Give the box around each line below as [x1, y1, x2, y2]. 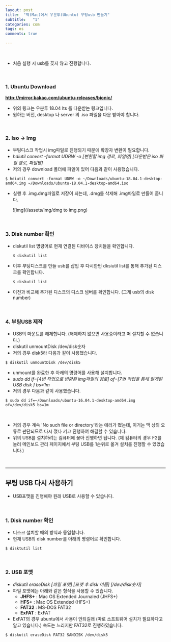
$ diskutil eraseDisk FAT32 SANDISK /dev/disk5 [5, 632, 108, 637]
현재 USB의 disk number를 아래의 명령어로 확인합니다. [12, 536, 121, 542]
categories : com [5, 21, 40, 27]
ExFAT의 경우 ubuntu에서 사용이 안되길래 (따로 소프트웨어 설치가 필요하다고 [12, 615, 163, 622]
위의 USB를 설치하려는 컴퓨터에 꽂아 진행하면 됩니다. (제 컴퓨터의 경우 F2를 [12, 435, 162, 441]
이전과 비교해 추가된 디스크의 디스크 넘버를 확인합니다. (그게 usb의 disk [12, 289, 154, 295]
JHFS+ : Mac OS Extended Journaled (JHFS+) [20, 593, 118, 600]
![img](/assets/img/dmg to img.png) [12, 207, 88, 213]
